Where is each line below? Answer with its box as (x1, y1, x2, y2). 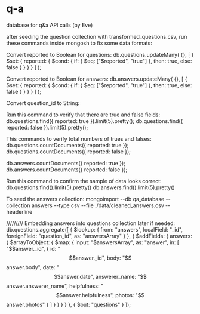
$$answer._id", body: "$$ (69, 254, 132, 261)
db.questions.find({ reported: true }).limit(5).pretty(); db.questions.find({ (6, 117, 183, 124)
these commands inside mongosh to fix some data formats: (6, 39, 152, 47)
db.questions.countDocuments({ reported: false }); (6, 148, 131, 155)
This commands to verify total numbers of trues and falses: (6, 135, 152, 142)
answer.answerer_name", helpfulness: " (6, 282, 104, 290)
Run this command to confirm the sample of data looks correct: (6, 177, 162, 184)
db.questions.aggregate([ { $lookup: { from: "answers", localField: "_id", (6, 226, 183, 233)
